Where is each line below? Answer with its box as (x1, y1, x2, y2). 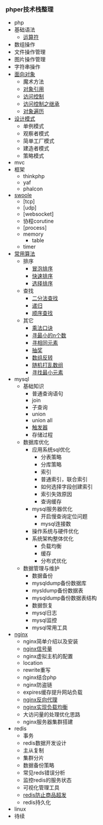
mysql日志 (31, 610, 57, 617)
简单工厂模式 (22, 138, 54, 145)
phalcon (22, 185, 43, 192)
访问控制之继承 (22, 100, 60, 107)
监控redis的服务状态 (22, 776, 72, 784)
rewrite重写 (22, 667, 51, 674)
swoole (14, 192, 32, 199)
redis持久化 (22, 799, 51, 806)
